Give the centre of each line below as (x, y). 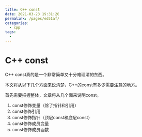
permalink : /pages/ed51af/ (32, 18)
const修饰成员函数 (31, 129)
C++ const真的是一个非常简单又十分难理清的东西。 (56, 74)
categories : (17, 23)
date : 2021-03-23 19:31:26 (32, 14)
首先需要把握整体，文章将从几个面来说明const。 (53, 95)
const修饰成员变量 (31, 123)
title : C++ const (23, 9)
